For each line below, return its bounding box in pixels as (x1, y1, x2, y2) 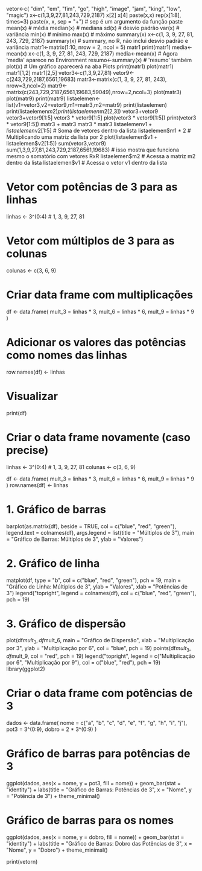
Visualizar (6, 389, 58, 403)
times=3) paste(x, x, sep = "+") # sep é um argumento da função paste (6, 18, 183, 25)
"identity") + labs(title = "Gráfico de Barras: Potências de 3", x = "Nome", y (6, 786, 192, 793)
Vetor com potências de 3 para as (6, 180, 178, 194)
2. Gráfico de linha (6, 557, 100, 570)
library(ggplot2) (6, 665, 45, 672)
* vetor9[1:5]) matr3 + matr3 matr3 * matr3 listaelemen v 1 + (6, 121, 153, 127)
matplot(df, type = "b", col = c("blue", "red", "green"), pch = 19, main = (6, 576, 181, 584)
